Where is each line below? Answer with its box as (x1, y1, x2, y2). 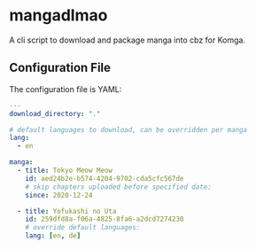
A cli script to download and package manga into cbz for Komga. (9, 35, 246, 45)
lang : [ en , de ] (25, 231, 81, 240)
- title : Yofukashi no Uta (17, 206, 117, 215)
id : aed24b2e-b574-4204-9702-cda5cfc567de (25, 174, 184, 183)
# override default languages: (25, 223, 141, 232)
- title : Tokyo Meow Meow (17, 166, 113, 175)
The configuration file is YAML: (9, 83, 122, 94)
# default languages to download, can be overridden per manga (9, 125, 248, 134)
